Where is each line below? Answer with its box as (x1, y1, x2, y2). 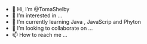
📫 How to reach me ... (11, 32, 68, 38)
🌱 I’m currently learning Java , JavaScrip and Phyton (11, 18, 142, 25)
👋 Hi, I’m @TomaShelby (11, 6, 70, 12)
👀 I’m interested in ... (11, 12, 63, 19)
